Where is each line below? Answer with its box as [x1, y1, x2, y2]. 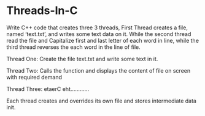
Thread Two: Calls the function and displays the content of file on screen [6, 67, 191, 74]
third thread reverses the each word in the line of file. [6, 43, 141, 51]
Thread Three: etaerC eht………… [6, 85, 90, 92]
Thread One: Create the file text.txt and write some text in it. [6, 55, 158, 62]
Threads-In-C [6, 4, 78, 18]
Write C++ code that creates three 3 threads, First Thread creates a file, [6, 24, 188, 31]
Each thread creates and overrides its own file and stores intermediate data [6, 97, 196, 104]
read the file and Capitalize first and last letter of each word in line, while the [6, 37, 199, 44]
